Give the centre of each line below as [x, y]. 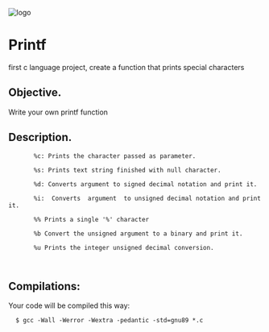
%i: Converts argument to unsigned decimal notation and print [147, 198]
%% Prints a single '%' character [91, 219]
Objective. [35, 93]
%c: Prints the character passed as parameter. [115, 156]
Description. [40, 137]
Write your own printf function [58, 112]
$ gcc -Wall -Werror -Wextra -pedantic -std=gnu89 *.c [110, 321]
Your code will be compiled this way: [69, 305]
